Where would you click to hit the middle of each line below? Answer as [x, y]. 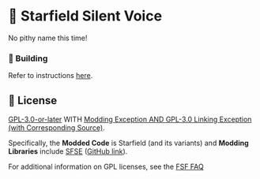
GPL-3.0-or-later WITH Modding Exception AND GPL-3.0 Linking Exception [130, 119]
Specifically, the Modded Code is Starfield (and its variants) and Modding [128, 143]
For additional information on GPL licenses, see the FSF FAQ [106, 167]
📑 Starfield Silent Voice [85, 16]
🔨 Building [28, 58]
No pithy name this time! [48, 38]
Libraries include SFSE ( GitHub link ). [68, 151]
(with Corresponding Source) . [57, 128]
